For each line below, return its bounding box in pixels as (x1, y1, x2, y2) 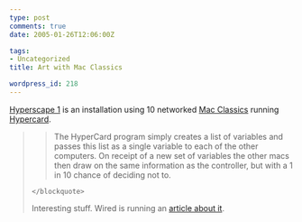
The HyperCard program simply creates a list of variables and (53, 131, 284, 142)
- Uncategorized (9, 55, 70, 64)
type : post (9, 13, 50, 23)
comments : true (9, 22, 67, 31)
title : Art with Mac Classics (9, 63, 124, 72)
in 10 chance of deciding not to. (53, 169, 171, 180)
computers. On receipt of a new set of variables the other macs (53, 150, 290, 161)
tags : (9, 46, 30, 55)
